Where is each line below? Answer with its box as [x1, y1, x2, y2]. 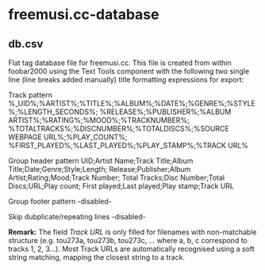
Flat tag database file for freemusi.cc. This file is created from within [8, 58, 232, 67]
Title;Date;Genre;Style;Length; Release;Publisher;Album [8, 165, 191, 173]
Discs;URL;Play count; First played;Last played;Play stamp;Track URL [8, 181, 235, 191]
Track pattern [8, 90, 53, 100]
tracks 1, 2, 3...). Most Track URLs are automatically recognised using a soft [8, 244, 255, 253]
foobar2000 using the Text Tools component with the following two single [8, 67, 250, 76]
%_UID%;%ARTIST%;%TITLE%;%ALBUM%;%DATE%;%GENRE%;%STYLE [8, 99, 255, 108]
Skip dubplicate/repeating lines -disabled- [8, 212, 147, 221]
